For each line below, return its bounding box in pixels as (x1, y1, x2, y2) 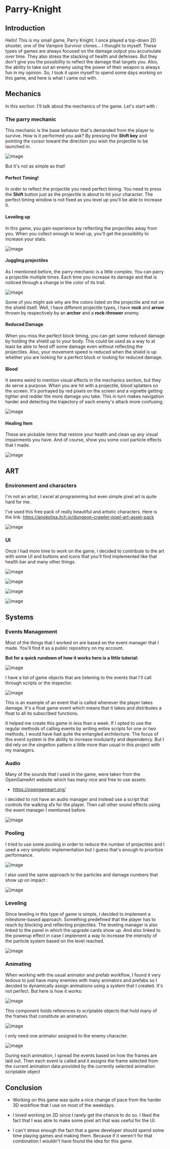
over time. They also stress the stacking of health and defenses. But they (5, 53, 158, 59)
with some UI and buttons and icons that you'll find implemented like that (5, 553, 157, 560)
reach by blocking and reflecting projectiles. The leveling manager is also (5, 922, 158, 928)
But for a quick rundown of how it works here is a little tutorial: (5, 655, 139, 660)
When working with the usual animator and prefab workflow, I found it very (5, 972, 161, 978)
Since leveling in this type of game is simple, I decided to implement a (5, 911, 151, 917)
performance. (5, 852, 34, 858)
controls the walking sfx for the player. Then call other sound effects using (5, 802, 160, 808)
